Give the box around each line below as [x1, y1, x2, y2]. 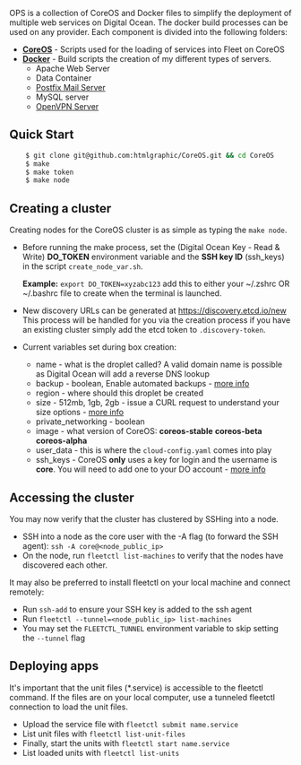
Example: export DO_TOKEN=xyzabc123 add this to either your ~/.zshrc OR [21, 278, 290, 290]
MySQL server [35, 91, 90, 102]
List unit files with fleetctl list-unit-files [21, 728, 186, 739]
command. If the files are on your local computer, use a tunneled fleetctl [9, 691, 276, 702]
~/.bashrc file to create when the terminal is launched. [21, 288, 222, 299]
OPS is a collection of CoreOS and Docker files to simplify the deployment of [9, 8, 292, 18]
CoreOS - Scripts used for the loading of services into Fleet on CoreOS [21, 44, 285, 55]
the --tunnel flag [21, 632, 86, 643]
